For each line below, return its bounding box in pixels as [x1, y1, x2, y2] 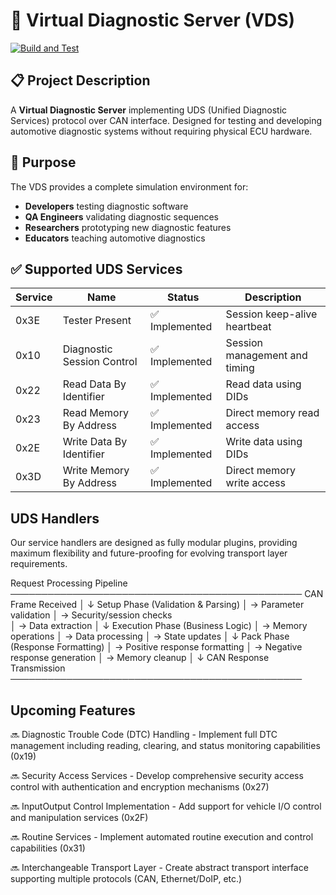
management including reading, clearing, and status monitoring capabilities [10, 740, 321, 751]
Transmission [10, 662, 66, 674]
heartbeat [225, 320, 272, 334]
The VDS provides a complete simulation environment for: [10, 180, 249, 193]
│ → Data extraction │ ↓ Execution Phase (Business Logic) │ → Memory [10, 620, 308, 632]
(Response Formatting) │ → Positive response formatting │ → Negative [10, 641, 303, 653]
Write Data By [62, 435, 128, 449]
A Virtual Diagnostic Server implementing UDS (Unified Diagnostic [10, 104, 288, 116]
